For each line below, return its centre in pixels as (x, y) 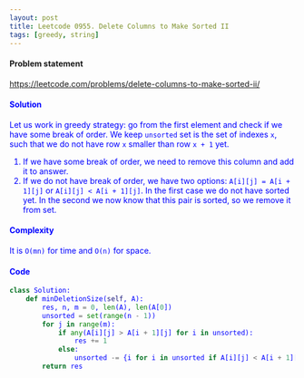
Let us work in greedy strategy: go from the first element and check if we (146, 124)
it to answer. (45, 171)
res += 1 (90, 341)
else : (68, 350)
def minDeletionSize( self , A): (85, 299)
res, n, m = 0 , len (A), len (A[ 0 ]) (107, 307)
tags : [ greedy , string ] (54, 34)
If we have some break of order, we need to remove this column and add (158, 161)
